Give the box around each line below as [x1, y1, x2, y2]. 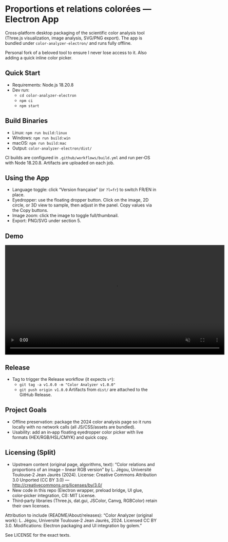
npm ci [19, 98, 33, 103]
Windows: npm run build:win [12, 135, 71, 141]
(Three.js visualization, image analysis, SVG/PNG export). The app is [5, 35, 143, 41]
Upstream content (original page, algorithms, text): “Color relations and [12, 461, 155, 467]
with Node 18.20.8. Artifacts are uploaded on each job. [5, 160, 114, 166]
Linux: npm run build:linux [12, 130, 67, 135]
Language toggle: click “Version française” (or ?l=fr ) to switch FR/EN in [12, 187, 157, 193]
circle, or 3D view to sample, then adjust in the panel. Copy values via [12, 202, 152, 208]
